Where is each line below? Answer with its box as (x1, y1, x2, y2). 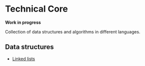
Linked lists (12, 56, 35, 62)
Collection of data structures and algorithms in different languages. (5, 29, 141, 34)
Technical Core (5, 3, 68, 15)
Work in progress (5, 19, 41, 25)
